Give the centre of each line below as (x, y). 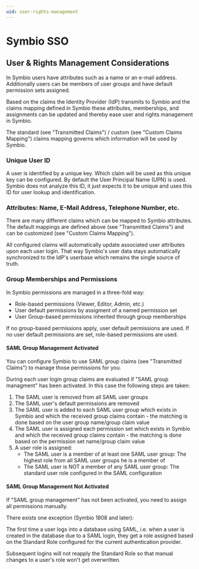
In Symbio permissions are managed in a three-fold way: (75, 292)
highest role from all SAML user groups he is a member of (94, 460)
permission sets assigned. (38, 90)
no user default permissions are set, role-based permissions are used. (92, 334)
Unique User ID (28, 160)
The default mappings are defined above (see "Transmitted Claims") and (95, 227)
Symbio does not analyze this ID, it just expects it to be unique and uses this (99, 186)
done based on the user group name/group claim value (82, 422)
